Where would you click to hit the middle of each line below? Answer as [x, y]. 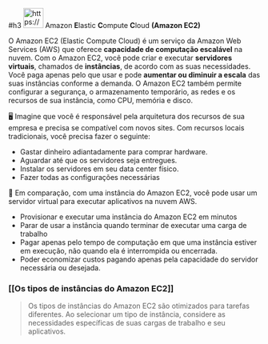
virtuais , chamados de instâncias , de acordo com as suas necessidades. [130, 66]
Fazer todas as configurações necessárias [90, 177]
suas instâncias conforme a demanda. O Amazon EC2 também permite [125, 83]
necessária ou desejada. [60, 268]
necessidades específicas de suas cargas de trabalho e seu [126, 323]
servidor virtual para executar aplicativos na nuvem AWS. [103, 201]
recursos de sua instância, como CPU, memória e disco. [101, 100]
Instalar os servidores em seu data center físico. [99, 169]
